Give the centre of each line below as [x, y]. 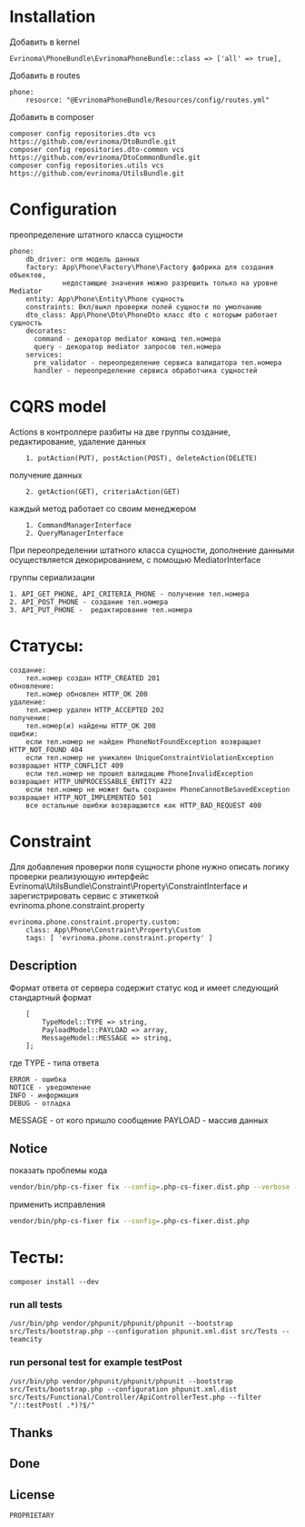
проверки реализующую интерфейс [79, 876]
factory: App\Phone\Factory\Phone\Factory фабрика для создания [150, 267]
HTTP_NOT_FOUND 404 [46, 749]
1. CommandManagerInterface [79, 525]
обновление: [32, 686]
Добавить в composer [52, 116]
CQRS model [58, 407]
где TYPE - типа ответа [54, 1062]
